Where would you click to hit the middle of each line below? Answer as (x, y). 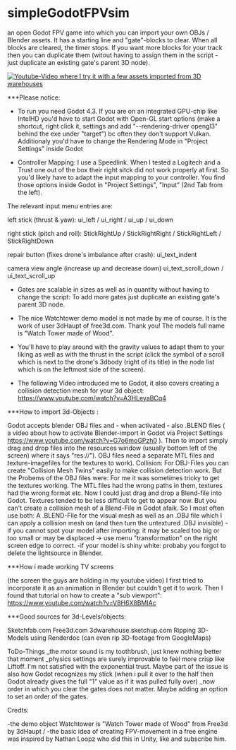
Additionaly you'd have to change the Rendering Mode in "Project (112, 141)
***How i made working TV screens (61, 566)
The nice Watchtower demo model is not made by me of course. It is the (122, 318)
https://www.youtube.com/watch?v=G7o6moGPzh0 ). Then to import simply (118, 440)
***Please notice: (34, 97)
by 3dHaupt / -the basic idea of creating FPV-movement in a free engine (112, 731)
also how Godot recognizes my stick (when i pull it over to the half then (110, 674)
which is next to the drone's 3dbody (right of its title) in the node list (116, 362)
